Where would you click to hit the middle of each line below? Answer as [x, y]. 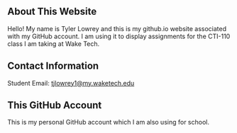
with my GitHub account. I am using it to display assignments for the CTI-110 [119, 36]
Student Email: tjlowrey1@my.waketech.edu [71, 83]
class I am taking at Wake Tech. [54, 44]
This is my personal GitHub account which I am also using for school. [108, 122]
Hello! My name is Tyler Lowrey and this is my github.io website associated [117, 28]
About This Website [52, 12]
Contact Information [53, 66]
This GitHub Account [55, 105]
